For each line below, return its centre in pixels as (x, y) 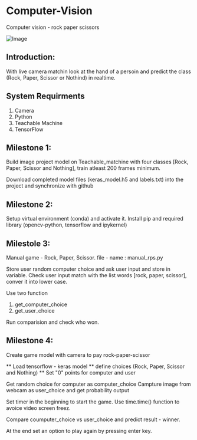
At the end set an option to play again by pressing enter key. (79, 431)
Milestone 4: (30, 341)
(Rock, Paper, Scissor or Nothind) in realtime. (61, 77)
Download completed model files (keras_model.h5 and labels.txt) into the (95, 180)
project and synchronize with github (50, 186)
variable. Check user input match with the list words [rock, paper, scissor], (96, 275)
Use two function (27, 293)
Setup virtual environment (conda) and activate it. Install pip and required (95, 219)
